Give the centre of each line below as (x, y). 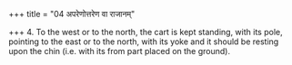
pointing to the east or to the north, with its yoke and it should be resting (144, 42)
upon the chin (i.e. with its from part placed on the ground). (120, 51)
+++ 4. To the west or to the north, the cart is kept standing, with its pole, (146, 32)
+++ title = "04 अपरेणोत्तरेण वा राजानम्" (72, 14)
